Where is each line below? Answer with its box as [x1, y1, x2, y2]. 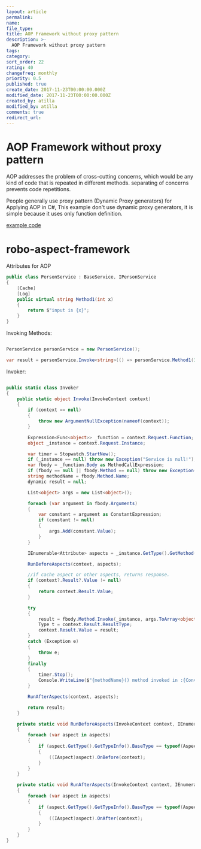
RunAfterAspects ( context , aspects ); [28, 693, 119, 700]
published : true [6, 81, 47, 87]
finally [28, 660, 47, 667]
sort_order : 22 [6, 59, 44, 65]
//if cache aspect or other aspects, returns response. [28, 572, 170, 578]
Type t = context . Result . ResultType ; [38, 621, 133, 628]
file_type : [6, 25, 33, 32]
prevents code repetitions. [6, 186, 71, 193]
